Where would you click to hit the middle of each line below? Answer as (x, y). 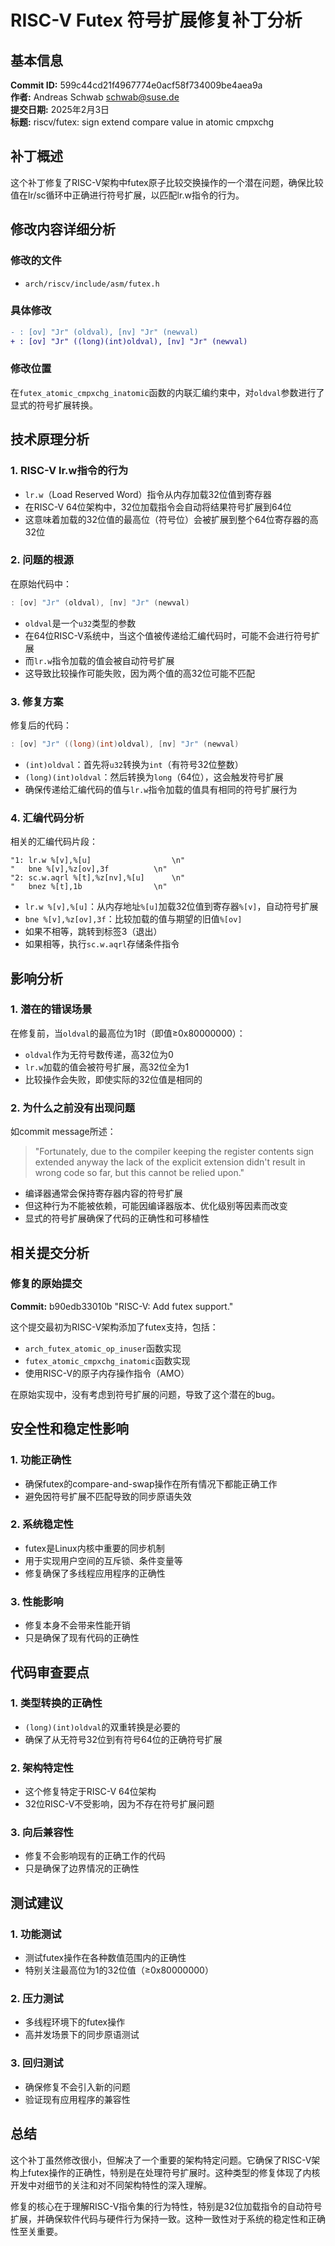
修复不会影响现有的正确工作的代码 (95, 1856)
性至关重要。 (36, 2231)
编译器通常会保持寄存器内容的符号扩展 (103, 1193)
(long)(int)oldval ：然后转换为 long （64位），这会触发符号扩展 (154, 777)
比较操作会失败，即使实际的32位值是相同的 (113, 1079)
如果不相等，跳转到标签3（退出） (93, 932)
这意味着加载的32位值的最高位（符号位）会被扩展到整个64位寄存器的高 (171, 519)
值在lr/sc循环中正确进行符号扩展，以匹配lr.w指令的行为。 (127, 195)
